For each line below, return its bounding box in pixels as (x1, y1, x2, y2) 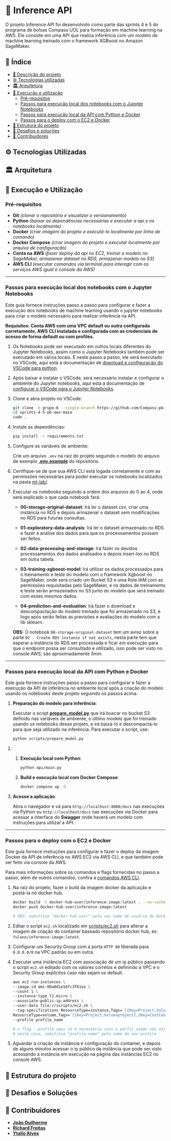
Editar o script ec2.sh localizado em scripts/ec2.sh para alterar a (12, 923, 148, 929)
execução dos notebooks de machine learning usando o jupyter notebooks (5, 307, 162, 313)
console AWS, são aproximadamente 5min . (12, 651, 103, 657)
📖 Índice (5, 58, 32, 67)
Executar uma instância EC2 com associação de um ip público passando (12, 959, 165, 965)
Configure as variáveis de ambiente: (12, 443, 89, 449)
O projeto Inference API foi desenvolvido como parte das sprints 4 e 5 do (5, 21, 159, 27)
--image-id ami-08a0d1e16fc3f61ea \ (12, 984, 91, 989)
